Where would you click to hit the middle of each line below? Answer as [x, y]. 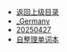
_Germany [33, 21]
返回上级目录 [37, 12]
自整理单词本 [37, 39]
